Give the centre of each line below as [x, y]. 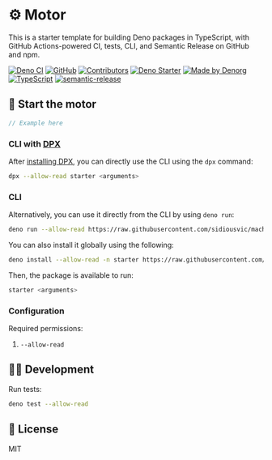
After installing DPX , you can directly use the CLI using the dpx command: [131, 161]
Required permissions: [46, 329]
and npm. [24, 54]
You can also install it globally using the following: [91, 245]
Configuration [36, 311]
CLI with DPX [34, 143]
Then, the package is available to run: [71, 275]
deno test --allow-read [49, 404]
